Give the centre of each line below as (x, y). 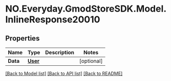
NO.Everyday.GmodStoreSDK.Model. (86, 9)
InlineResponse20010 (53, 19)
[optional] (91, 61)
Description (60, 52)
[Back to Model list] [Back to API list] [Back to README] (64, 73)
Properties (23, 38)
